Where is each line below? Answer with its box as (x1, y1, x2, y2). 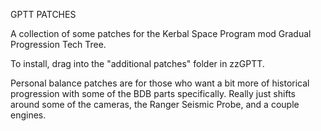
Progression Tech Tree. (10, 39, 107, 50)
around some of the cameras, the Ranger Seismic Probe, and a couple (10, 99, 300, 110)
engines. (10, 109, 47, 121)
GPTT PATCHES (10, 9, 77, 20)
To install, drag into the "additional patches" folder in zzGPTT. (10, 58, 265, 69)
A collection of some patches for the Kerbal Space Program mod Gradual (10, 28, 312, 39)
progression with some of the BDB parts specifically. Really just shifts (10, 88, 296, 99)
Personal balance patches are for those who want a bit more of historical (10, 77, 310, 89)
